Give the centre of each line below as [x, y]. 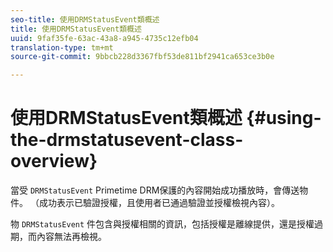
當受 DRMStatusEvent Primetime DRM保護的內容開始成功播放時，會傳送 [155, 190]
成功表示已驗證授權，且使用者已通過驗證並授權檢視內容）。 [159, 203]
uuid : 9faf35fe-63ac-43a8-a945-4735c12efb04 [104, 38]
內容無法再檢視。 [71, 237]
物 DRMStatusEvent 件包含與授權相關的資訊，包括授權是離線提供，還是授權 [162, 224]
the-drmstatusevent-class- [127, 140]
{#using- [284, 118]
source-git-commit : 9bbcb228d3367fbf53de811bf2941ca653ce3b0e [142, 57]
